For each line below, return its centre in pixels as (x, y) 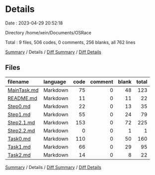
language (55, 82)
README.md (22, 98)
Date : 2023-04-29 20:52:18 (34, 23)
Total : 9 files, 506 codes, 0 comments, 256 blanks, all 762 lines (70, 42)
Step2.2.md (21, 131)
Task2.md (19, 155)
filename (18, 82)
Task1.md (19, 147)
